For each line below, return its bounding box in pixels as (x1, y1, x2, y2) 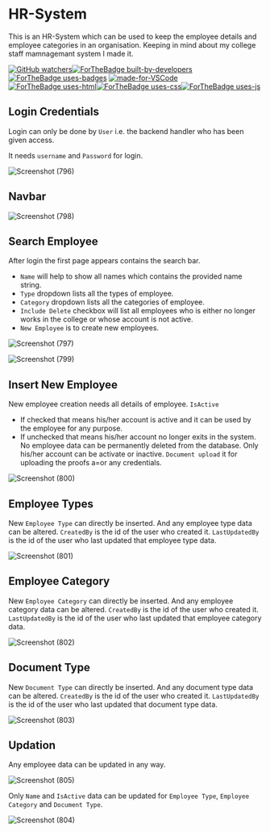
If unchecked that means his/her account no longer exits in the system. (19, 432, 256, 442)
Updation (8, 738, 56, 752)
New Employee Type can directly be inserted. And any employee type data (8, 519, 252, 527)
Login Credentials (8, 105, 99, 119)
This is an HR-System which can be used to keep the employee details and (8, 32, 257, 41)
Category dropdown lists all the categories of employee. (19, 297, 206, 307)
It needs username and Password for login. (8, 150, 143, 160)
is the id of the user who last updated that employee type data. (8, 536, 217, 545)
